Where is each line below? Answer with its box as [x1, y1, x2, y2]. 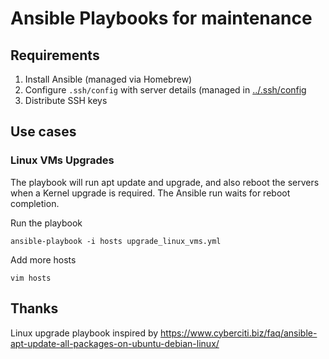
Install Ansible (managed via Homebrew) [24, 73, 193, 85]
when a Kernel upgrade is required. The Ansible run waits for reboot [10, 187, 291, 199]
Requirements [10, 47, 100, 64]
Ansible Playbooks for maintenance [10, 7, 313, 30]
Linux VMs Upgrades [10, 153, 115, 167]
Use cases [10, 123, 77, 141]
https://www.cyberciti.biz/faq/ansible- [160, 327, 318, 339]
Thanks [10, 300, 59, 317]
